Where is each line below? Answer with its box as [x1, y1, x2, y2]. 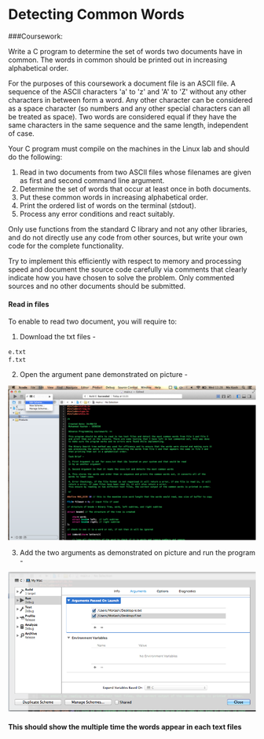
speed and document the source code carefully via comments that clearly [8, 265, 247, 274]
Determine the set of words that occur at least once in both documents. [19, 184, 251, 193]
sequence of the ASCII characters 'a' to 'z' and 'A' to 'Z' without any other [8, 86, 247, 96]
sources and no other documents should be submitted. [8, 281, 186, 291]
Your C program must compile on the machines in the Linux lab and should [8, 144, 250, 153]
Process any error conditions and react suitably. [19, 209, 175, 218]
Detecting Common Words [8, 5, 185, 24]
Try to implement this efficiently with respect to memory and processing [8, 256, 242, 265]
